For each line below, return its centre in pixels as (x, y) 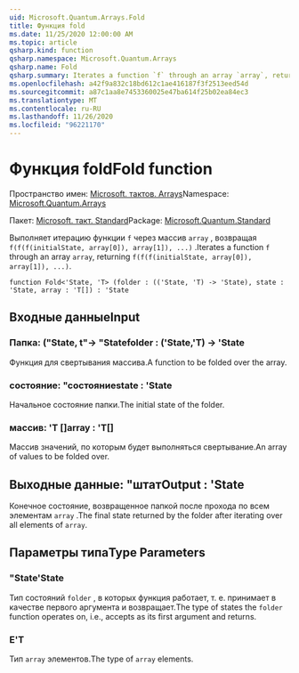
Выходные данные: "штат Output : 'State (127, 485)
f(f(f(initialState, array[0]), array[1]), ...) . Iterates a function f (140, 247)
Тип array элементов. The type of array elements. (101, 659)
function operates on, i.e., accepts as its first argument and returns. (133, 616)
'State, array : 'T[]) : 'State (69, 290)
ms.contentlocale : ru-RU (55, 109)
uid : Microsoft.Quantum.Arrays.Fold (77, 17)
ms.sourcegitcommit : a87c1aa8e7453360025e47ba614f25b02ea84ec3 (129, 92)
